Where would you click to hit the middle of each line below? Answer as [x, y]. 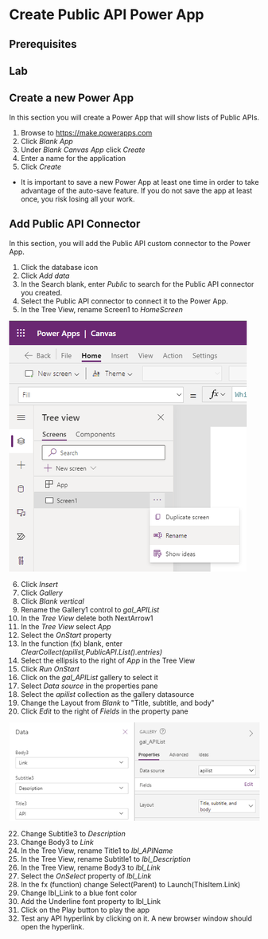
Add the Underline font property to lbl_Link [91, 901]
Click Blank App [47, 141]
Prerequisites [43, 44]
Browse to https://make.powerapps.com [86, 132]
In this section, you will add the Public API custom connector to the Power [130, 243]
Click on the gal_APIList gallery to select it [89, 677]
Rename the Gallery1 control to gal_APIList [90, 609]
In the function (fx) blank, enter [72, 644]
